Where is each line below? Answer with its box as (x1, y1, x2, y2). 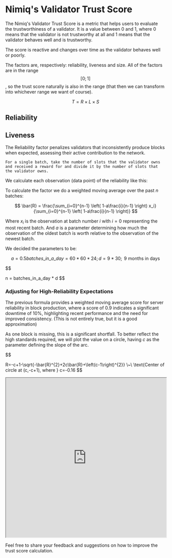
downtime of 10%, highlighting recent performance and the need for (5, 310, 149, 317)
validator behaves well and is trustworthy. (5, 37, 93, 43)
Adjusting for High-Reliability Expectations (5, 287, 113, 295)
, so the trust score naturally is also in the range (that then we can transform (5, 83, 165, 89)
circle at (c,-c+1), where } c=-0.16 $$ (5, 367, 82, 373)
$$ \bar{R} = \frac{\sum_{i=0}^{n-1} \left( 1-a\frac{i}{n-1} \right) (14, 203, 148, 209)
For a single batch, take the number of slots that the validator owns (5, 160, 160, 165)
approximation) (5, 321, 37, 327)
